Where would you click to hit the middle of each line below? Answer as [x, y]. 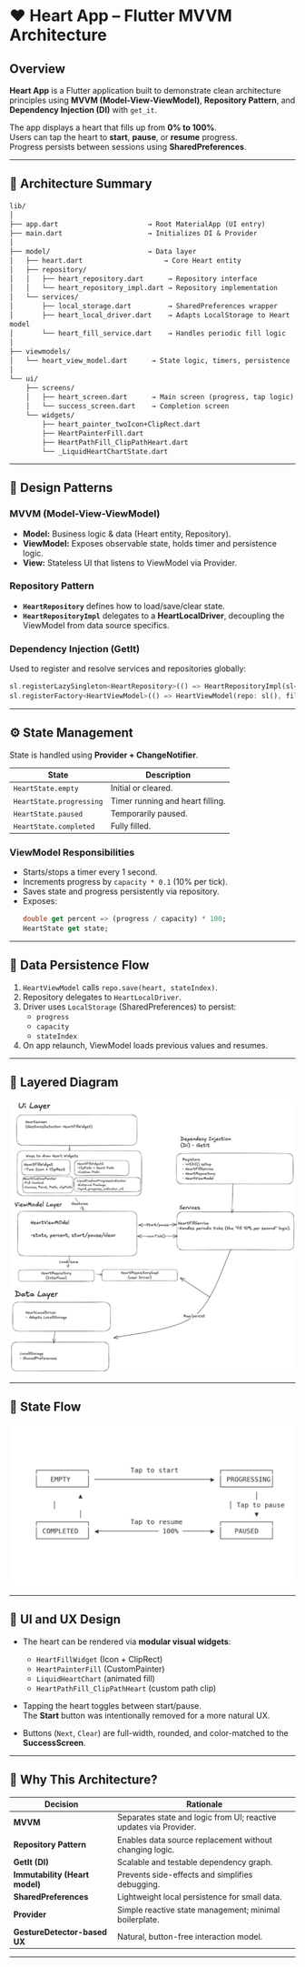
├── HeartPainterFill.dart [93, 433]
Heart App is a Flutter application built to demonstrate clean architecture [145, 90]
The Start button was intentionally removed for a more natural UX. [146, 1715]
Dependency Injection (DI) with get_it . [83, 110]
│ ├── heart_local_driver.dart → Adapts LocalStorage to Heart [150, 315]
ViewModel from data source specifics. [96, 625]
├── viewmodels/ [40, 351]
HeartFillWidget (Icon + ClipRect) [99, 1659]
